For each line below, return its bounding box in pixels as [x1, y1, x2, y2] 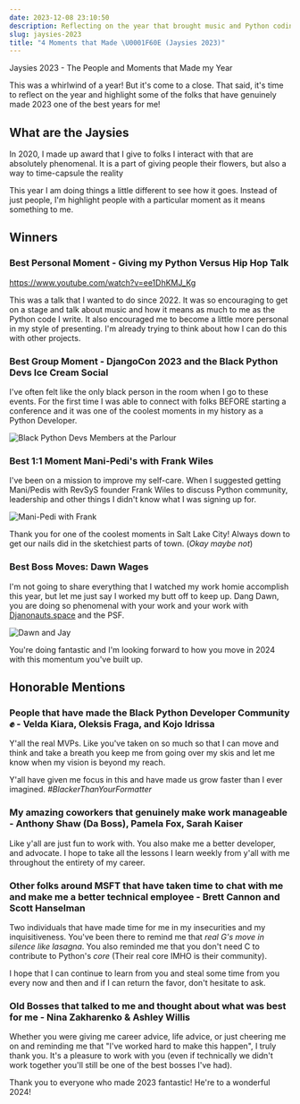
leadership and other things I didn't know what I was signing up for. [9, 494, 257, 505]
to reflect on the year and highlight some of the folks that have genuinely [9, 90, 277, 100]
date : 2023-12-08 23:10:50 [9, 13, 110, 22]
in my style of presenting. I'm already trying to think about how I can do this [9, 323, 287, 334]
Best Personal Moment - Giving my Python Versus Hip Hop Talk [9, 257, 289, 270]
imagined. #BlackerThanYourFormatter [9, 784, 153, 795]
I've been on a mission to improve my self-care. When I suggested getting [9, 475, 281, 486]
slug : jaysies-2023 [9, 30, 82, 39]
